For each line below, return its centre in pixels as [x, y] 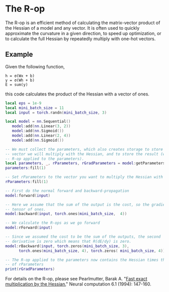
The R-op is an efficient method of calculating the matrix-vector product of [83, 23]
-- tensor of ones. [26, 209]
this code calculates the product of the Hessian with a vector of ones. [77, 94]
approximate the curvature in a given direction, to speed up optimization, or [83, 33]
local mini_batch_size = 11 [35, 108]
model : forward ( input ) [28, 196]
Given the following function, [35, 66]
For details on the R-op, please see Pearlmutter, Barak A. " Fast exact [76, 279]
